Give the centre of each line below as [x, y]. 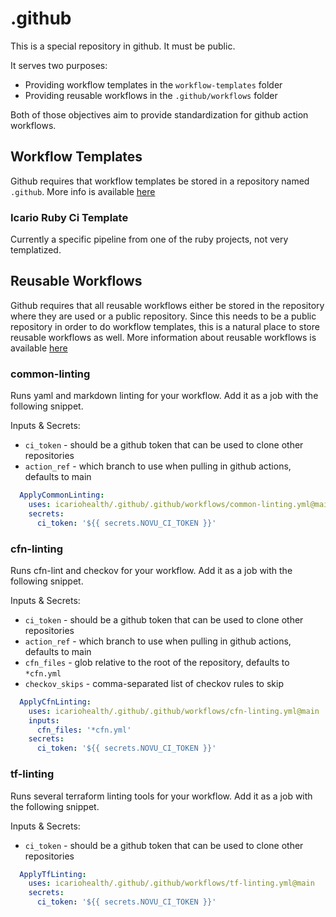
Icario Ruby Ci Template [69, 217]
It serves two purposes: [59, 65]
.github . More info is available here [83, 191]
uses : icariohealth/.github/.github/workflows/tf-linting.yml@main [171, 883]
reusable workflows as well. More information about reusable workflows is [163, 337]
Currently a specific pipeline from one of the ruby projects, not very [149, 239]
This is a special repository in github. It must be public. [123, 46]
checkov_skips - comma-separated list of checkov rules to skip [154, 683]
